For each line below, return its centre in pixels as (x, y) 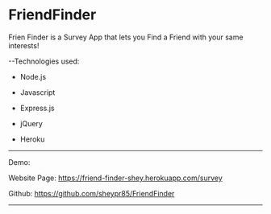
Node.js (33, 76)
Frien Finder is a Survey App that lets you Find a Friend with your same (126, 37)
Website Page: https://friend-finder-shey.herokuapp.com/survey (116, 178)
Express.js (37, 108)
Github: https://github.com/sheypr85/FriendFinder (92, 193)
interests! (24, 45)
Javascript (38, 92)
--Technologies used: (44, 61)
